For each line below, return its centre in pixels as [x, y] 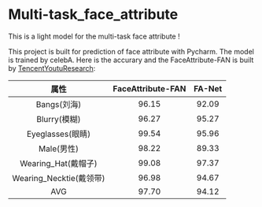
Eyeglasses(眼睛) [59, 134]
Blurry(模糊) [59, 119]
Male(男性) [58, 149]
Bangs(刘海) [59, 104]
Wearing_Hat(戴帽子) [59, 163]
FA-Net [208, 88]
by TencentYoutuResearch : [52, 68]
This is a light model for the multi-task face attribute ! [94, 36]
